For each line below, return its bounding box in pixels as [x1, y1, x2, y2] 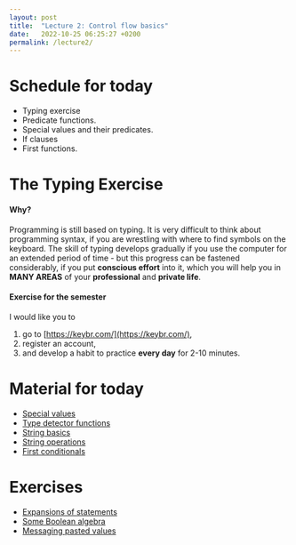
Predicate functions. [21, 115, 97, 125]
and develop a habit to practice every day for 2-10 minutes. [21, 348, 241, 358]
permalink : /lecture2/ [9, 37, 93, 47]
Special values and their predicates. [21, 124, 154, 135]
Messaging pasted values [21, 525, 116, 536]
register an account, [21, 338, 96, 349]
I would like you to [9, 311, 76, 322]
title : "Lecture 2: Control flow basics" [9, 21, 169, 30]
